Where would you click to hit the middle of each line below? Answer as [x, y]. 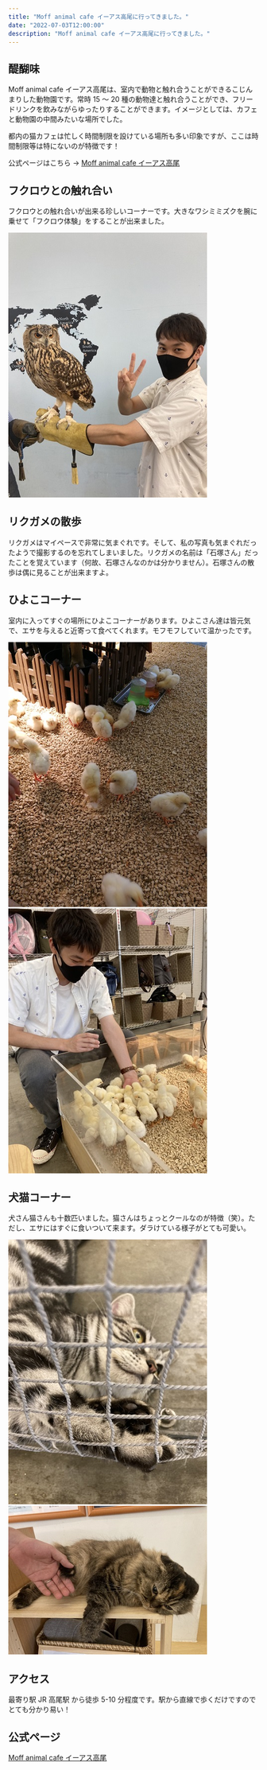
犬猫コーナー [40, 1198]
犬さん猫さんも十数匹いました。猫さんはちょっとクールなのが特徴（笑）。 [128, 1218]
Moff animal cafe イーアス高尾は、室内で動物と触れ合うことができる [120, 89]
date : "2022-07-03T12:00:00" [56, 25]
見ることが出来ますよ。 [74, 572]
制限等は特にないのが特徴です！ [67, 146]
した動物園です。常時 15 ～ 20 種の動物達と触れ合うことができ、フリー [137, 99]
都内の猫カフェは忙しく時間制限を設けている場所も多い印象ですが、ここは [130, 136]
